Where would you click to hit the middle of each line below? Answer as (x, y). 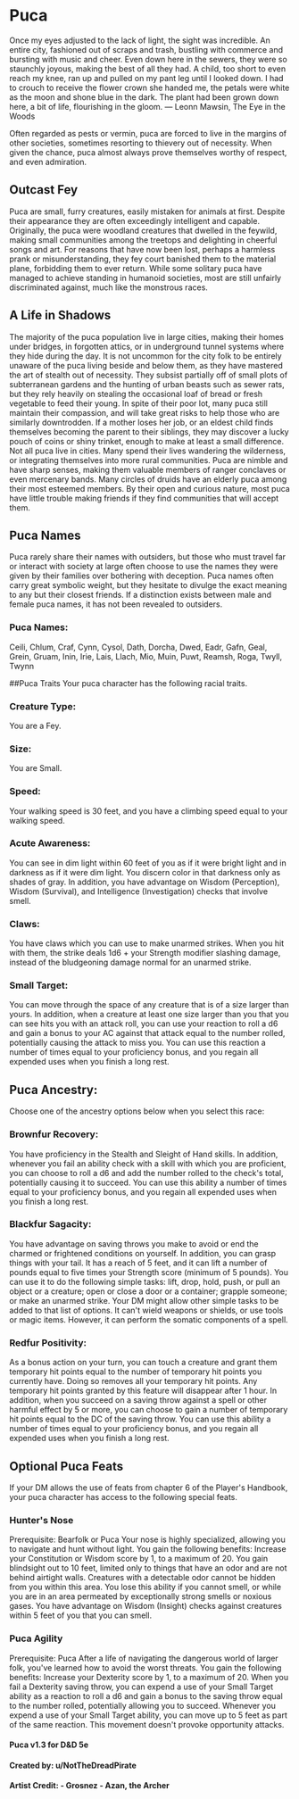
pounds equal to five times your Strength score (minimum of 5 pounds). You (149, 1272)
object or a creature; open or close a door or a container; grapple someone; (148, 1291)
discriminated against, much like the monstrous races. (108, 287)
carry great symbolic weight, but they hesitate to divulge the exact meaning (148, 585)
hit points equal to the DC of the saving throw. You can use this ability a (140, 1419)
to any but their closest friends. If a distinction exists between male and (141, 595)
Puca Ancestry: (54, 1090)
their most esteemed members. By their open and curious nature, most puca (149, 488)
